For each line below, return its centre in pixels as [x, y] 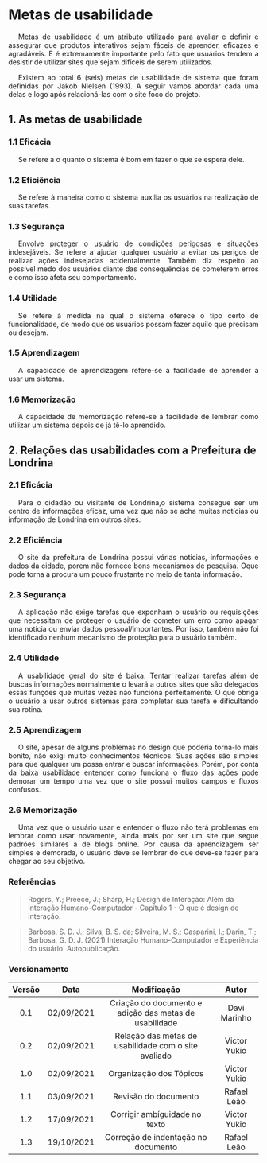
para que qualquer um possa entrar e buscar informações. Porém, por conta [133, 764]
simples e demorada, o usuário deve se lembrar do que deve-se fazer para [133, 853]
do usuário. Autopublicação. [74, 948]
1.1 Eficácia [30, 142]
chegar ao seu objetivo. [47, 862]
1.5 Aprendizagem [44, 353]
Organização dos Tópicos [156, 1073]
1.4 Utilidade [33, 298]
